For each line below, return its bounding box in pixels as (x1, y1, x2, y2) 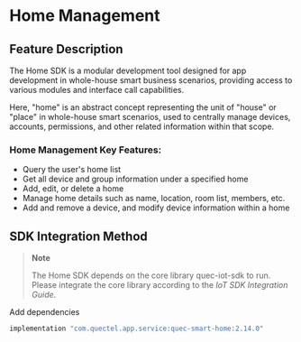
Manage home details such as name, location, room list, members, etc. (22, 193, 286, 204)
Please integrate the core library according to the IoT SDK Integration (31, 280, 288, 291)
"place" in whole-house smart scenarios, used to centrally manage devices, (9, 112, 291, 122)
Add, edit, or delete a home (22, 183, 124, 194)
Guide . (31, 290, 57, 300)
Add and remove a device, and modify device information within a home (22, 202, 290, 213)
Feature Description (9, 42, 123, 57)
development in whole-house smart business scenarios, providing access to (9, 75, 293, 86)
